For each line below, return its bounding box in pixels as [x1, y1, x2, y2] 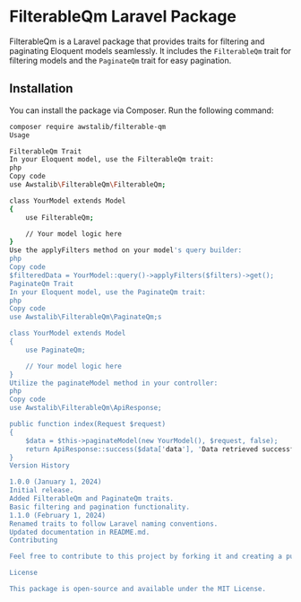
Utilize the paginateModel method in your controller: [9, 379, 219, 388]
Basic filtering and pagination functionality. [9, 502, 191, 511]
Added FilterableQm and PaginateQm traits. [9, 494, 175, 503]
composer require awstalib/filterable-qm [9, 122, 167, 131]
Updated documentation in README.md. [9, 528, 150, 537]
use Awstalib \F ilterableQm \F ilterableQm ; [9, 180, 167, 189]
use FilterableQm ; [25, 213, 94, 222]
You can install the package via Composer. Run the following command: [9, 105, 274, 116]
